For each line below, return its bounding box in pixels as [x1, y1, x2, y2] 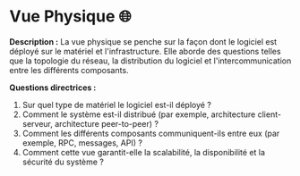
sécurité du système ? [21, 156, 105, 167]
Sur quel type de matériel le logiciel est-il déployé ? [21, 99, 212, 110]
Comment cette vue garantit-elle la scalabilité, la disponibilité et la [21, 147, 266, 157]
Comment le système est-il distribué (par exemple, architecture [21, 109, 256, 120]
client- [257, 109, 282, 120]
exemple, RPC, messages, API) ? [21, 137, 143, 148]
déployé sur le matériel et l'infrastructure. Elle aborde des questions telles [9, 46, 281, 56]
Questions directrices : [9, 82, 97, 93]
